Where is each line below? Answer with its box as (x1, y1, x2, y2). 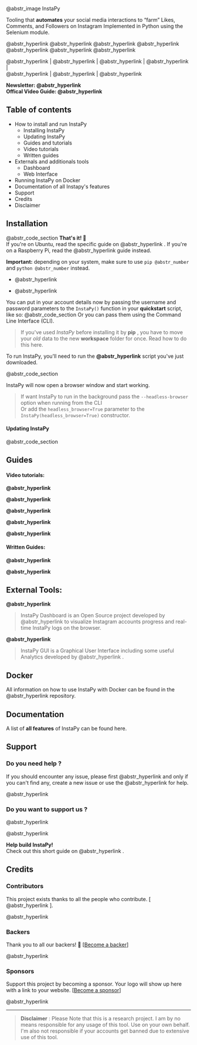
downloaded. (6, 358, 38, 366)
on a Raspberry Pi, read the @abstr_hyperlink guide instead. (6, 247, 151, 254)
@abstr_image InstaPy (6, 5, 60, 12)
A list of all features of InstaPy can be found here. (6, 725, 127, 732)
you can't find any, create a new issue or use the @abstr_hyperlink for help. (6, 779, 189, 786)
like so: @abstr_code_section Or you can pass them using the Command (6, 311, 181, 318)
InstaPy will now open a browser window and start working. (6, 381, 150, 388)
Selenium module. (6, 29, 50, 36)
